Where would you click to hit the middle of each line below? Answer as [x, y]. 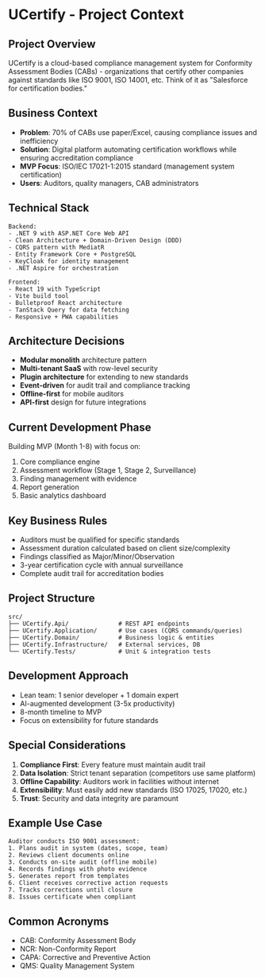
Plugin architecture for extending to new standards [104, 377]
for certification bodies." [48, 88]
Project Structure [52, 599]
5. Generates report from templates [69, 876]
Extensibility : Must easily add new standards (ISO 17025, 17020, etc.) [133, 790]
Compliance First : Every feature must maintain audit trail [113, 764]
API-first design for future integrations [83, 402]
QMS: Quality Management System [77, 966]
